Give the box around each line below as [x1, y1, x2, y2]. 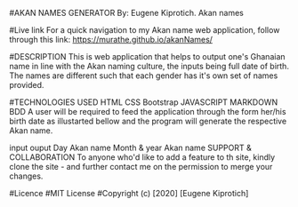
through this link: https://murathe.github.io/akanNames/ [9, 35, 213, 44]
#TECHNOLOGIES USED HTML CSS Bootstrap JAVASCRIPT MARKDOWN [9, 97, 278, 107]
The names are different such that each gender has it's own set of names [9, 70, 278, 81]
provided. [9, 80, 44, 90]
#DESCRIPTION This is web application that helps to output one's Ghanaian [9, 52, 286, 61]
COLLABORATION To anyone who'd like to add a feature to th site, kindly [9, 152, 276, 163]
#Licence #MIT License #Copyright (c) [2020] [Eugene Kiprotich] [9, 188, 249, 198]
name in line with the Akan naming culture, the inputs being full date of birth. [9, 61, 289, 71]
